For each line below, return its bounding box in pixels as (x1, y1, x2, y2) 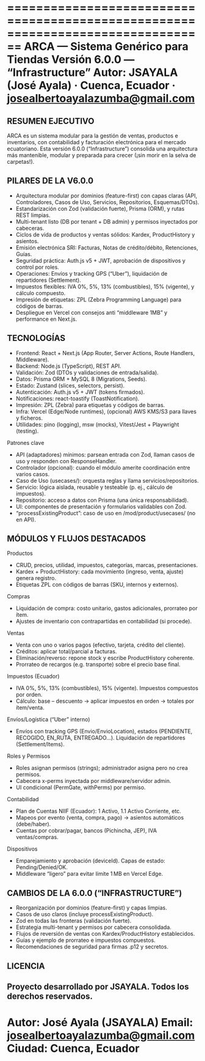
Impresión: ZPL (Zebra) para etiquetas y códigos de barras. (15, 401, 165, 408)
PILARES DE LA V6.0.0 (7, 175, 94, 186)
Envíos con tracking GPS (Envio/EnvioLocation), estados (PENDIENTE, (15, 728, 193, 735)
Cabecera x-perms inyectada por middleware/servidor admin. (15, 777, 171, 785)
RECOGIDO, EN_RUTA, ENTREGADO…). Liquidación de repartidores (15, 734, 185, 741)
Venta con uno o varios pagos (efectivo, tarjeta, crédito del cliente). (15, 641, 185, 648)
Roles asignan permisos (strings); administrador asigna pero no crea (15, 765, 189, 772)
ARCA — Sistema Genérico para (24, 40, 189, 54)
